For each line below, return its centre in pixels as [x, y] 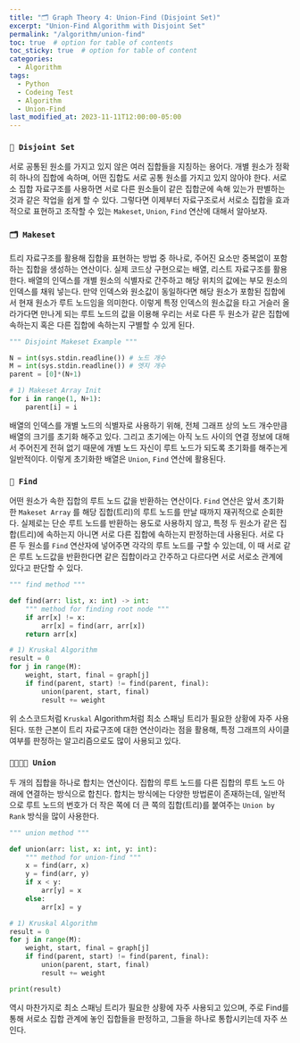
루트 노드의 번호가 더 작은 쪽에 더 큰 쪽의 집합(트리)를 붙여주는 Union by [150, 805]
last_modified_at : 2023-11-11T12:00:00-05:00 [95, 117]
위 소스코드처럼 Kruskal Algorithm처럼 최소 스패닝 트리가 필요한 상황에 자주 [141, 718]
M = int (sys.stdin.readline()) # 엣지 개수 [88, 366]
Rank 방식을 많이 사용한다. [54, 816]
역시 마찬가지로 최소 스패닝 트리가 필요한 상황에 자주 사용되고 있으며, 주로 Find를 [149, 1007]
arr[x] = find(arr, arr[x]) [93, 626]
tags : [19, 76]
